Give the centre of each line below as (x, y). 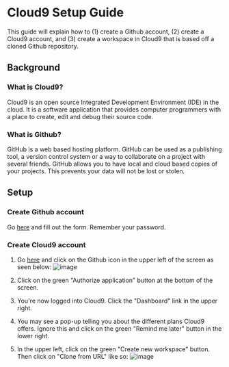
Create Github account (45, 212)
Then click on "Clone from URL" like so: (72, 356)
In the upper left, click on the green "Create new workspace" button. (113, 349)
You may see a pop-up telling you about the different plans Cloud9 (111, 321)
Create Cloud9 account (46, 244)
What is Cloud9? (35, 87)
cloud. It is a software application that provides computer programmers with (114, 109)
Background (33, 67)
